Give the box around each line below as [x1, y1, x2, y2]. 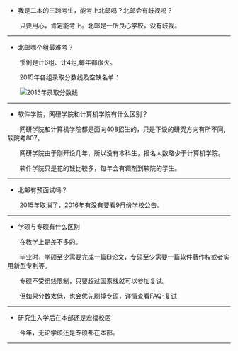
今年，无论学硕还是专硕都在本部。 [19, 328, 119, 337]
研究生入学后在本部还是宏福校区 [17, 313, 111, 321]
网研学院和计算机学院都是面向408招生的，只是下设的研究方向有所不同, [19, 125, 226, 133]
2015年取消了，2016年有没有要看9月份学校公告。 [19, 201, 164, 209]
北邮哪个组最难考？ [17, 43, 74, 51]
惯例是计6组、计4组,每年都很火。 [19, 58, 117, 66]
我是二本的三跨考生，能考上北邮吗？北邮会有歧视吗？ [17, 6, 174, 14]
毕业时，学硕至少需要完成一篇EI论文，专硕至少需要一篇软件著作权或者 [19, 252, 224, 261]
